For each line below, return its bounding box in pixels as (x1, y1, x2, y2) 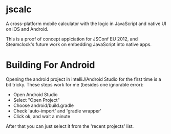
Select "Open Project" (13, 97, 60, 103)
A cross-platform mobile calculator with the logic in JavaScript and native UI (6, 20, 166, 27)
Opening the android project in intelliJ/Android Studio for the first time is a (6, 76, 161, 82)
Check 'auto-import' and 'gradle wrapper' (13, 107, 102, 114)
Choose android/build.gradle (13, 102, 74, 108)
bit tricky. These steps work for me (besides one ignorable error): (6, 81, 144, 87)
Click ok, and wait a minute (13, 113, 71, 119)
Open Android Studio (13, 91, 58, 98)
